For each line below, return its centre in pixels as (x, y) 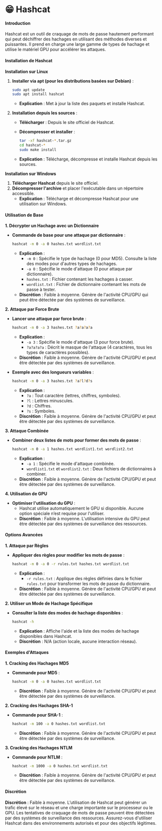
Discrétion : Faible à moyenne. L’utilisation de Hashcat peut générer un (76, 802)
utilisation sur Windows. (43, 204)
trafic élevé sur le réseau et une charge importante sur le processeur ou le (79, 807)
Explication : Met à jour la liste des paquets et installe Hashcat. (82, 104)
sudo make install (38, 150)
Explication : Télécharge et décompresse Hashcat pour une (79, 198)
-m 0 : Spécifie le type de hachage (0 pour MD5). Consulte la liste (92, 259)
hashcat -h (23, 621)
